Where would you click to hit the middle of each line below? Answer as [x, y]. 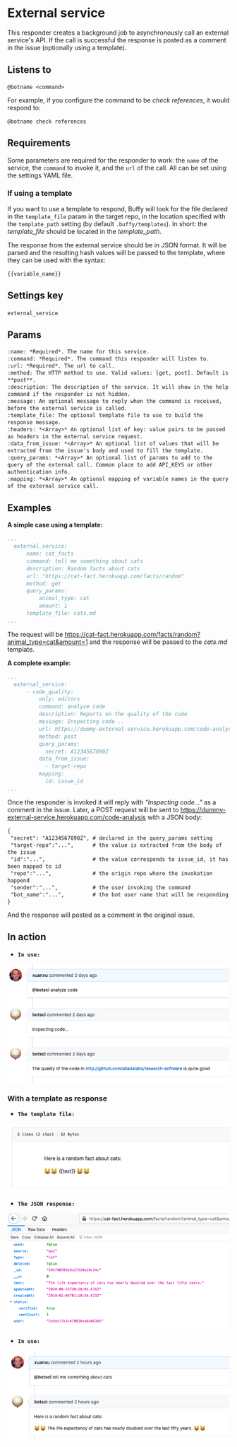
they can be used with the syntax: [56, 260]
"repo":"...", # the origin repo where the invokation [111, 873]
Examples [29, 508]
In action [27, 937]
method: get [43, 584]
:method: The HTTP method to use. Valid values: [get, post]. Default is [118, 373]
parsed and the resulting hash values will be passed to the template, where [116, 252]
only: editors [59, 699]
